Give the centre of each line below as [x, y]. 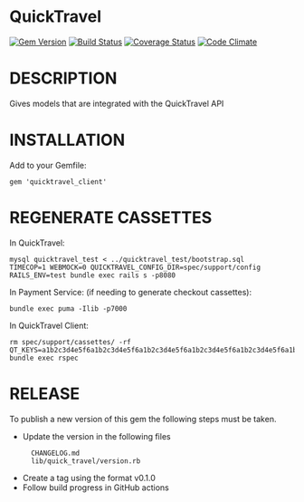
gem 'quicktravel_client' [58, 182]
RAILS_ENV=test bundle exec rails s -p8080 [93, 275]
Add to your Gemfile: [48, 165]
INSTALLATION [67, 140]
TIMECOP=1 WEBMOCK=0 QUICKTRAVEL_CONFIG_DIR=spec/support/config [135, 267]
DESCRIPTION [63, 78]
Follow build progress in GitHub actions [95, 488]
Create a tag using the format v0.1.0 [89, 478]
